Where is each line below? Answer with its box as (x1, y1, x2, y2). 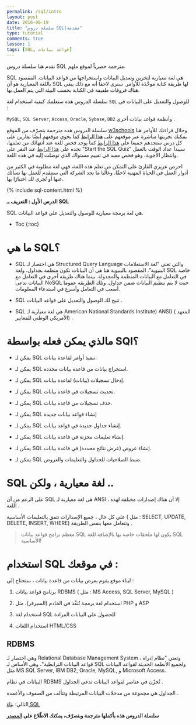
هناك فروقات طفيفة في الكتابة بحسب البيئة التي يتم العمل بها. (6, 86, 140, 94)
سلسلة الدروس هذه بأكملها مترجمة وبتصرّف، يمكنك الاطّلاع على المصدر (6, 712, 159, 719)
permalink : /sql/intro (6, 8, 62, 15)
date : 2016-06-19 (6, 19, 49, 25)
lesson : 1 (6, 42, 31, 47)
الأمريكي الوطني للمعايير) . (15, 314, 73, 321)
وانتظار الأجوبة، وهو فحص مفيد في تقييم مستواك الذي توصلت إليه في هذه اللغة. (6, 151, 178, 158)
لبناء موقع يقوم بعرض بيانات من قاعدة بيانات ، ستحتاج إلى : (6, 576, 134, 584)
